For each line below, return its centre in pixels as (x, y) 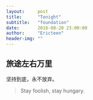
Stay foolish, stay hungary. (52, 91)
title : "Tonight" (34, 17)
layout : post (27, 11)
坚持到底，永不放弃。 (32, 79)
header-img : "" (25, 39)
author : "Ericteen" (35, 33)
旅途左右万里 (29, 64)
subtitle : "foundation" (37, 22)
